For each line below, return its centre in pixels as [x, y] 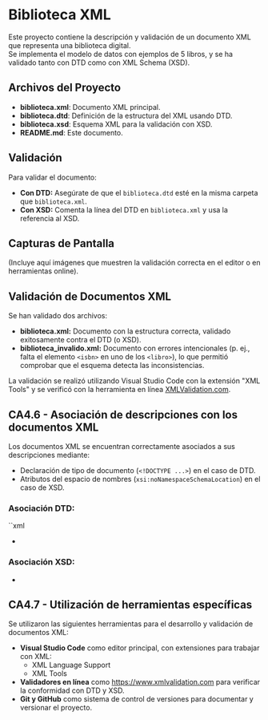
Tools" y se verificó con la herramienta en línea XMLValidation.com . [120, 390]
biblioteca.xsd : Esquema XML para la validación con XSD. [116, 124]
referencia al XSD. [50, 218]
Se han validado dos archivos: [58, 316]
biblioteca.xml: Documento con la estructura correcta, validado [125, 331]
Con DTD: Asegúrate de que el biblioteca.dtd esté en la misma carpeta [139, 192]
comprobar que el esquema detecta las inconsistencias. [112, 366]
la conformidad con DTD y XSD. [72, 690]
